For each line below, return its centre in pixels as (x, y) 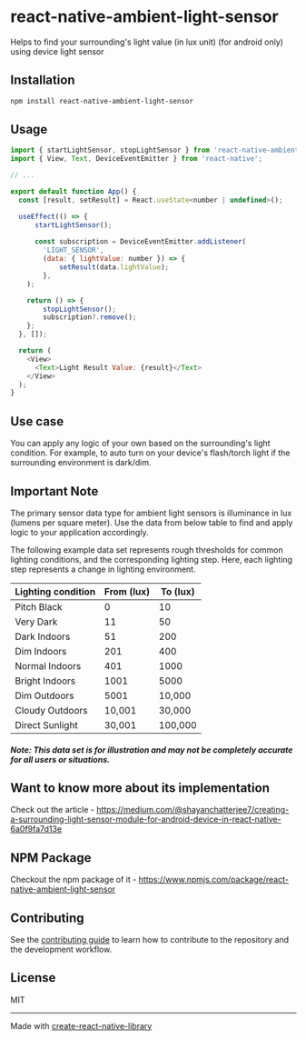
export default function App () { (74, 192)
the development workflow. (61, 949)
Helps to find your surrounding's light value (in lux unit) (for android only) (147, 42)
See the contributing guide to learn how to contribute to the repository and (150, 939)
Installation (43, 80)
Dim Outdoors (44, 695)
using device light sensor (57, 51)
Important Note (54, 491)
